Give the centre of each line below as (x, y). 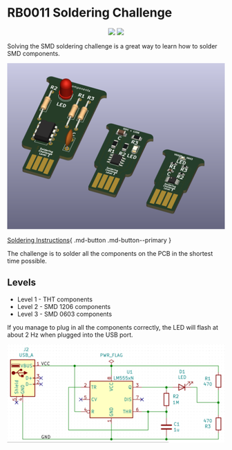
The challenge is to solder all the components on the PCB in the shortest (110, 253)
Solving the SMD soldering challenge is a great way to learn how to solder (112, 46)
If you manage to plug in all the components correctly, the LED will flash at (113, 327)
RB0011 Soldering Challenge (90, 13)
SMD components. (33, 53)
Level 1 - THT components (55, 299)
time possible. (27, 261)
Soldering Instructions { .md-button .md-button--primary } (89, 240)
